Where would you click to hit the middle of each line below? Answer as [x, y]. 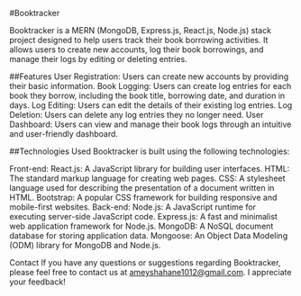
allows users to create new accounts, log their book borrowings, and [137, 49]
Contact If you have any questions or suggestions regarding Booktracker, [145, 263]
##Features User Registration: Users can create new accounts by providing [149, 76]
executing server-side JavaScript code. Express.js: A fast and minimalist [143, 216]
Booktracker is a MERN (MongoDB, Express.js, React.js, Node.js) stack [141, 30]
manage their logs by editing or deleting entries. [98, 59]
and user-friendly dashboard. [64, 134]
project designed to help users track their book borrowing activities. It [139, 40]
